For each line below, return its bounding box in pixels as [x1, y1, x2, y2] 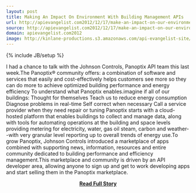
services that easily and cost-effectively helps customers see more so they [6, 75, 187, 82]
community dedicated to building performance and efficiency [6, 150, 153, 157]
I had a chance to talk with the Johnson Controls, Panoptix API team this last [6, 63, 190, 70]
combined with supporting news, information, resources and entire [6, 144, 166, 151]
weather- [167, 125, 190, 132]
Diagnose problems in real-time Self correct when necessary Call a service [6, 101, 187, 107]
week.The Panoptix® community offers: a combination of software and [6, 70, 176, 76]
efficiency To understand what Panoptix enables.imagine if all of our [6, 88, 170, 95]
